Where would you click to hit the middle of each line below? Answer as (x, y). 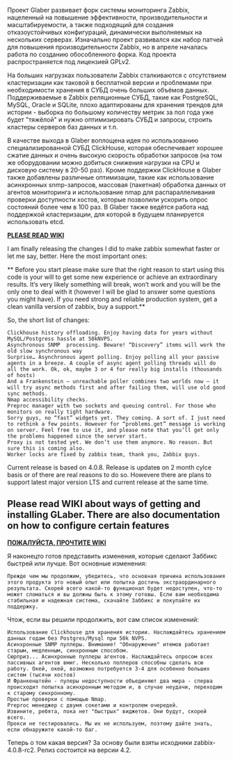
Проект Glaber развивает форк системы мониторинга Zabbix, (98, 10)
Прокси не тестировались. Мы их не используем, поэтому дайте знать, (110, 723)
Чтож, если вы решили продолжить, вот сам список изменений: (103, 619)
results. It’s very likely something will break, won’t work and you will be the (114, 284)
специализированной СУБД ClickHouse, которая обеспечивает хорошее (115, 148)
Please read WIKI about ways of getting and (104, 504)
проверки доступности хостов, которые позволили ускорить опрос (108, 200)
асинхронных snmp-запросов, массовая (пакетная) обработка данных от (117, 185)
